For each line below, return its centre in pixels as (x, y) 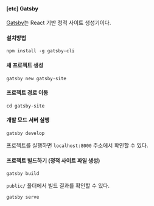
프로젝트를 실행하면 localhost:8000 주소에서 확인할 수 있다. (77, 145)
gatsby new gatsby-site (37, 78)
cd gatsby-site (26, 106)
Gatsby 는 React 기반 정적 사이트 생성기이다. (59, 23)
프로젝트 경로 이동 (27, 93)
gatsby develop (26, 134)
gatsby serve (23, 197)
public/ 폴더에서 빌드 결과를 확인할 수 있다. (58, 186)
